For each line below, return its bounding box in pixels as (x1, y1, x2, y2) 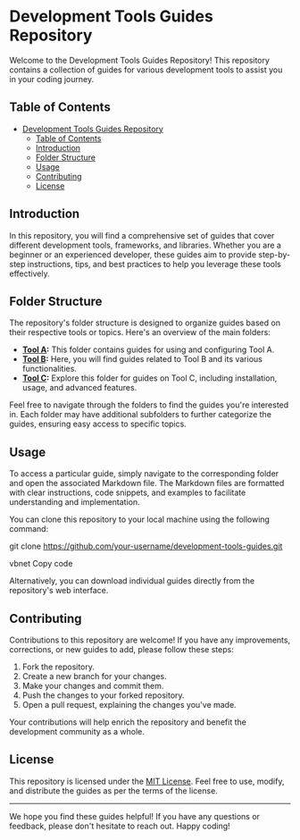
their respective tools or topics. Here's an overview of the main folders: (9, 327, 271, 338)
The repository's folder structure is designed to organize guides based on (9, 317, 281, 328)
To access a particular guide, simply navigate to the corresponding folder (9, 468, 279, 479)
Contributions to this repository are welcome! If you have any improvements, (9, 634, 291, 645)
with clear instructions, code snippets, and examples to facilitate (9, 487, 246, 498)
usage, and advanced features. (21, 382, 137, 393)
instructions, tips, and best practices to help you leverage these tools (27, 258, 281, 269)
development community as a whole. (9, 727, 146, 736)
